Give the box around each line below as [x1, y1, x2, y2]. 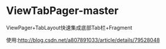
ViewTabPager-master [6, 4, 119, 17]
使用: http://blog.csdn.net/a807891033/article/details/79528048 [6, 36, 160, 43]
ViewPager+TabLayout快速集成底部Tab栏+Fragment [6, 24, 132, 31]
